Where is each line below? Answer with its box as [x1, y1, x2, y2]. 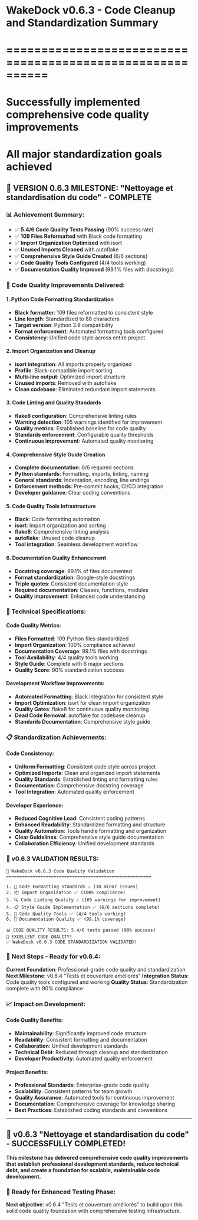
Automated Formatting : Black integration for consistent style [14, 693, 164, 700]
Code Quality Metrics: [6, 622, 61, 629]
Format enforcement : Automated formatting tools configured [14, 328, 164, 335]
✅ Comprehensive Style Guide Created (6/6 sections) [14, 253, 148, 260]
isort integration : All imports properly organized [14, 361, 132, 368]
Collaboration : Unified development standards [14, 1042, 128, 1049]
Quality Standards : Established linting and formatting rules [14, 776, 158, 783]
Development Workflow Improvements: [6, 680, 105, 687]
